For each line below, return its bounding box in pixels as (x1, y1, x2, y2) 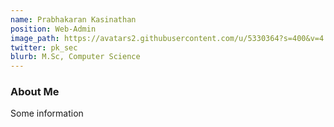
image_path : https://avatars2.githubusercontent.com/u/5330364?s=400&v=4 (10, 33, 325, 43)
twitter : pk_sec (10, 42, 78, 53)
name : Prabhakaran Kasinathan (10, 14, 137, 25)
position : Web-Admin (10, 24, 97, 34)
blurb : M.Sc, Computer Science (10, 52, 141, 62)
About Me (10, 85, 60, 99)
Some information (10, 107, 84, 120)
